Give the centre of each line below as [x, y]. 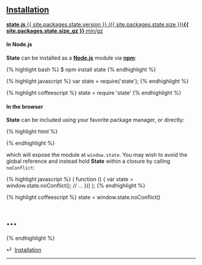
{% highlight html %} [32, 132]
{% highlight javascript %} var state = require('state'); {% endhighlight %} [98, 81]
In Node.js [19, 44]
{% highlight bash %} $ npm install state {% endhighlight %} [81, 70]
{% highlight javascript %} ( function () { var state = [70, 179]
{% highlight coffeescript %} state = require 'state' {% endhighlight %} [94, 93]
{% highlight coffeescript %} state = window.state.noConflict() [84, 197]
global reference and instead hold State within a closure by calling [88, 161]
